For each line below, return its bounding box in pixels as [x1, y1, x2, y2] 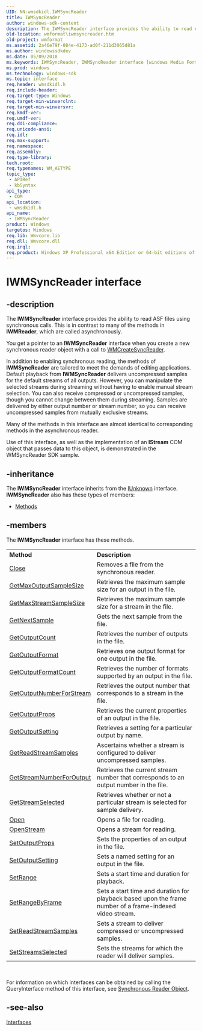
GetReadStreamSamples [9, 748, 79, 757]
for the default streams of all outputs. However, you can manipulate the [6, 377, 182, 384]
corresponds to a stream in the [97, 689, 184, 697]
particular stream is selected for [97, 798, 187, 807]
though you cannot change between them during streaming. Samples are [6, 396, 188, 403]
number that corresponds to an [97, 773, 185, 781]
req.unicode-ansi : [6, 126, 52, 132]
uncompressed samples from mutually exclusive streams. [6, 409, 149, 416]
